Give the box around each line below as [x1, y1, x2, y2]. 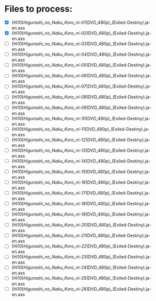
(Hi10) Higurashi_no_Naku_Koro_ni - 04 [11, 52, 87, 57]
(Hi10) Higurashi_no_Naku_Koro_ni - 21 [11, 232, 86, 239]
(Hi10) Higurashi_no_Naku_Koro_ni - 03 [11, 41, 87, 47]
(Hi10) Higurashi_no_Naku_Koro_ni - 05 [11, 62, 87, 68]
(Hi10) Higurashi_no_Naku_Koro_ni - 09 [11, 105, 87, 110]
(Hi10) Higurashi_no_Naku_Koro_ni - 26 [11, 286, 87, 292]
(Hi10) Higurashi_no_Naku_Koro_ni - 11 [11, 126, 85, 132]
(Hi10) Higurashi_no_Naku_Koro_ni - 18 [11, 201, 86, 206]
